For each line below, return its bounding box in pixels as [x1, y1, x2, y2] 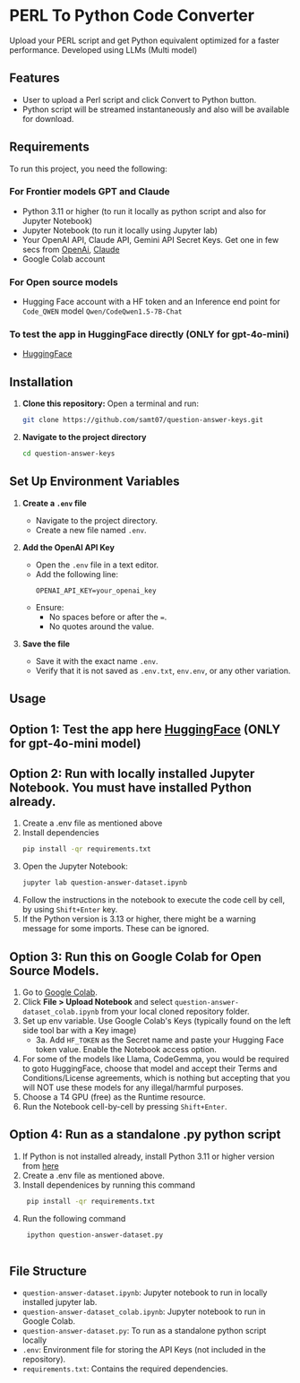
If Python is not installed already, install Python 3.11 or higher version [21, 1151, 275, 1162]
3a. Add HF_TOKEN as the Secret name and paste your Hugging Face [35, 1034, 285, 1045]
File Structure [9, 1263, 87, 1278]
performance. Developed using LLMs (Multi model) [9, 44, 198, 55]
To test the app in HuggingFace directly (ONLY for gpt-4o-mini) [9, 328, 289, 341]
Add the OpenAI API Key [21, 541, 115, 552]
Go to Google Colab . [21, 987, 99, 998]
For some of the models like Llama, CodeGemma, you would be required [21, 1053, 289, 1064]
